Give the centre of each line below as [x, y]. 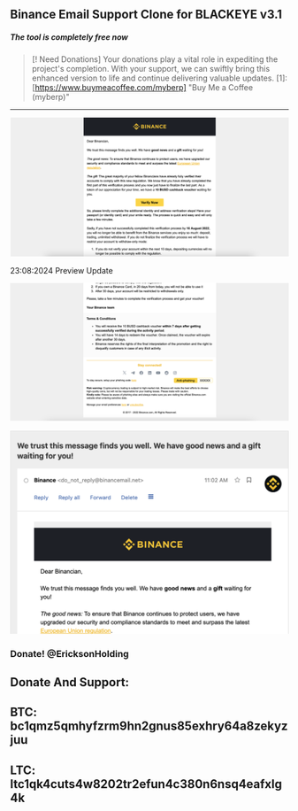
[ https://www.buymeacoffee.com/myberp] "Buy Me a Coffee [142, 88]
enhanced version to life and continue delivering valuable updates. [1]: [160, 78]
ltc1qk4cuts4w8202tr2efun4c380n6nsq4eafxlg [146, 784]
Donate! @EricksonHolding [69, 653]
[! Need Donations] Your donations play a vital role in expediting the [155, 59]
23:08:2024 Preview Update [61, 270]
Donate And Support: [70, 682]
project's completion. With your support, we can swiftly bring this [151, 69]
